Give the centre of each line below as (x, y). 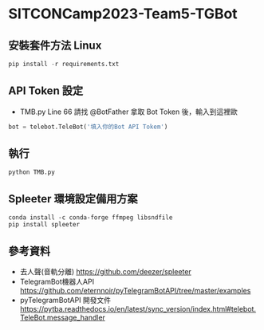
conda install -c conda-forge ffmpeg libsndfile (91, 218)
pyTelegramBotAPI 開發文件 (65, 300)
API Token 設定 (46, 91)
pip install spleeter (44, 225)
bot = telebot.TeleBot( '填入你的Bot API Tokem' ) (88, 127)
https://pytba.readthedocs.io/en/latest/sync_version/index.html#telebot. (138, 309)
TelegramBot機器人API (57, 281)
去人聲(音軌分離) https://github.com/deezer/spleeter (105, 271)
